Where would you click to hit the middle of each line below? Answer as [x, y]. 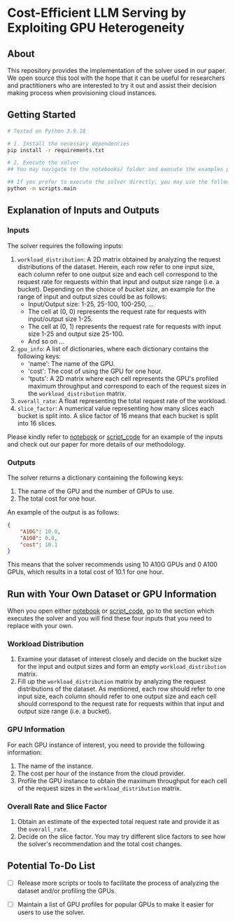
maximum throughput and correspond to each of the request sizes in [127, 386]
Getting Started [42, 115]
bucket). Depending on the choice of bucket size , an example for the [116, 289]
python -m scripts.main [42, 189]
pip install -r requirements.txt [56, 150]
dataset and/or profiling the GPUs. [67, 890]
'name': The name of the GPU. [71, 363]
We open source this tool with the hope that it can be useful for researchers [116, 78]
